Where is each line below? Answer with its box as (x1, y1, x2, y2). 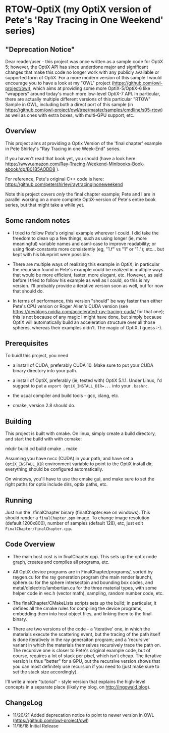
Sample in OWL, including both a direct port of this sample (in (5, 102, 133, 107)
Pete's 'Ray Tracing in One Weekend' (5, 14, 164, 26)
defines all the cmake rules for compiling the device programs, (12, 605, 143, 611)
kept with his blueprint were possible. (12, 251, 91, 257)
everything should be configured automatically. (5, 466, 103, 472)
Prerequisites (5, 339, 48, 348)
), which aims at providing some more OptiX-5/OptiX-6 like (28, 85, 150, 91)
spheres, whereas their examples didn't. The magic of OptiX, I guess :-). (12, 324, 163, 330)
